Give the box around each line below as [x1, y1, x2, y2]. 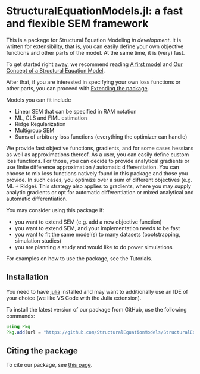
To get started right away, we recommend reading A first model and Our [6, 61, 183, 68]
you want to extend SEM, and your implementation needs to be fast [14, 224, 180, 231]
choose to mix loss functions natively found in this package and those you [6, 169, 188, 177]
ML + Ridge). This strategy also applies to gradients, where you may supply [6, 183, 192, 190]
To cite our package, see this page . [6, 362, 93, 369]
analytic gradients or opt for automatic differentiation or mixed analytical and [6, 188, 194, 196]
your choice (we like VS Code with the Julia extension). [6, 294, 142, 301]
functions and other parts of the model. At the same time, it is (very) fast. [6, 49, 185, 56]
